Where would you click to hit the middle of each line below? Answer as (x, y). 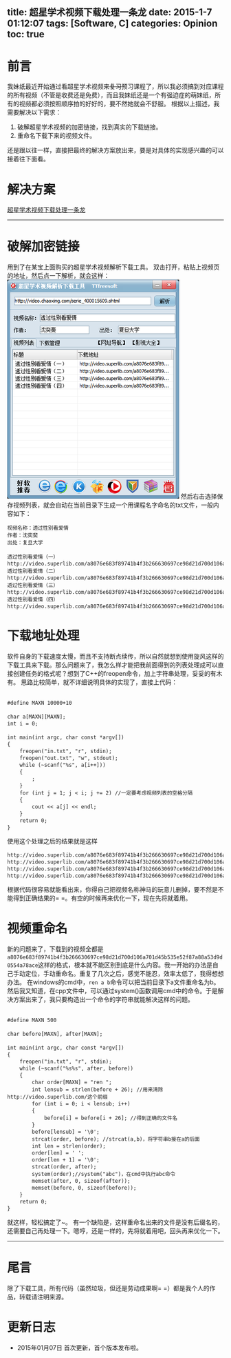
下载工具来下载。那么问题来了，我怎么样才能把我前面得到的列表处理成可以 (112, 665)
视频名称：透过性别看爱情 (38, 528)
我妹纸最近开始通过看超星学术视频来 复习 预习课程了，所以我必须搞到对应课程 (115, 87)
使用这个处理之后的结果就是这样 (52, 841)
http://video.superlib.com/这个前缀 (57, 1097)
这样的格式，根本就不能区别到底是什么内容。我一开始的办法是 (125, 965)
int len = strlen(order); (69, 1146)
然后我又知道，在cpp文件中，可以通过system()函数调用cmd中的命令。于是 (112, 991)
